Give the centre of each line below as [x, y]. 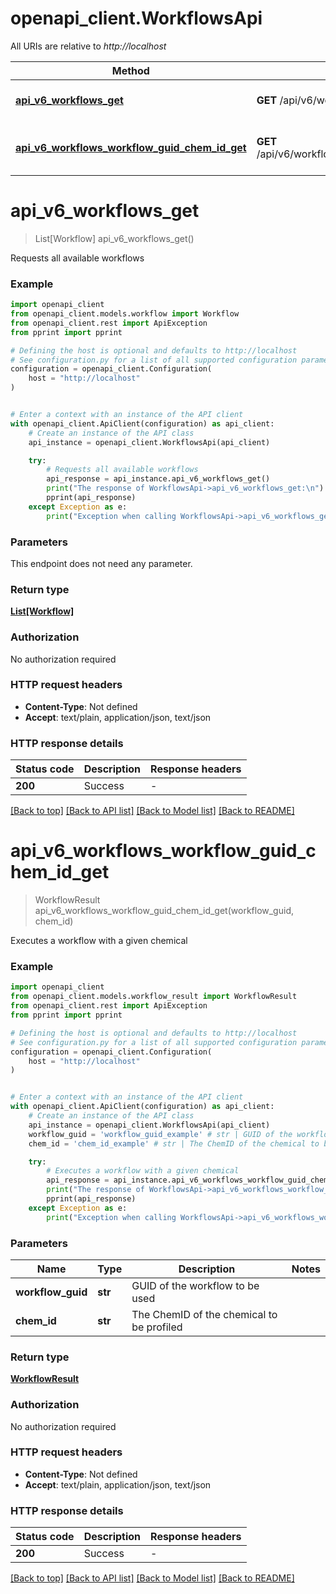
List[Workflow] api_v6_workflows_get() [114, 238]
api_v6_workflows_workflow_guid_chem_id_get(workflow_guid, [164, 911]
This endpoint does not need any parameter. [101, 563]
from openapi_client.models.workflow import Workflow [125, 314]
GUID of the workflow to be [195, 1285]
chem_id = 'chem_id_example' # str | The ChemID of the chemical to [174, 1143]
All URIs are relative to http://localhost [88, 46]
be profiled [157, 1327]
